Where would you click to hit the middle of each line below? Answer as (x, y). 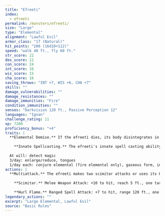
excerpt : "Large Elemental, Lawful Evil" (48, 201)
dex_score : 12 (20, 60)
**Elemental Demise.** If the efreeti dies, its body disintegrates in (84, 137)
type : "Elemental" (24, 32)
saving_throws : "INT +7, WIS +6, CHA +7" (48, 82)
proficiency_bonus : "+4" (30, 128)
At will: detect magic (33, 156)
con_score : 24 (20, 64)
